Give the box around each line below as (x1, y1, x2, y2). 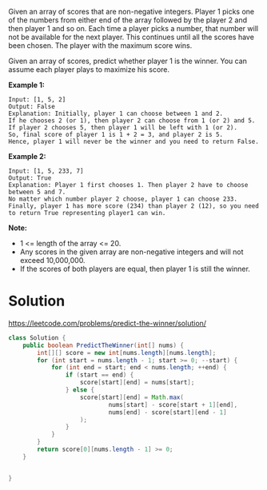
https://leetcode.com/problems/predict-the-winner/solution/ (8, 318, 206, 328)
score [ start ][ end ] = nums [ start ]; (79, 379, 195, 387)
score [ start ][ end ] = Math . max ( (79, 393, 184, 401)
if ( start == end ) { (65, 371, 134, 379)
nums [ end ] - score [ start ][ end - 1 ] (108, 408, 227, 416)
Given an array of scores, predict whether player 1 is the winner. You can (8, 56, 248, 66)
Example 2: (8, 152, 46, 161)
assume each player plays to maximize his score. (8, 65, 170, 74)
